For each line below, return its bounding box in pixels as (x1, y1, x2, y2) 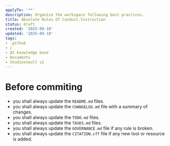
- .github (5, 41, 26, 46)
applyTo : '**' (5, 7, 36, 13)
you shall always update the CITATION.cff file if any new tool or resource (12, 131, 165, 137)
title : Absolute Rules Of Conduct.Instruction (5, 17, 106, 22)
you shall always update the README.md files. (12, 98, 104, 104)
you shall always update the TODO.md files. (12, 114, 100, 121)
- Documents (5, 54, 31, 60)
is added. (12, 136, 33, 142)
